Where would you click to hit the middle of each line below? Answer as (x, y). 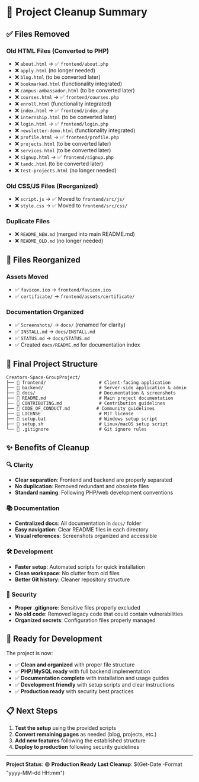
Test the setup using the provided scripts (65, 728)
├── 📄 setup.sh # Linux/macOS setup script (87, 424)
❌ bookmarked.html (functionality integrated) (68, 84)
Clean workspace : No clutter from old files (67, 573)
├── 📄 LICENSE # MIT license (70, 414)
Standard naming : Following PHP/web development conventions (94, 492)
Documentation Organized (45, 312)
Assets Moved (27, 277)
